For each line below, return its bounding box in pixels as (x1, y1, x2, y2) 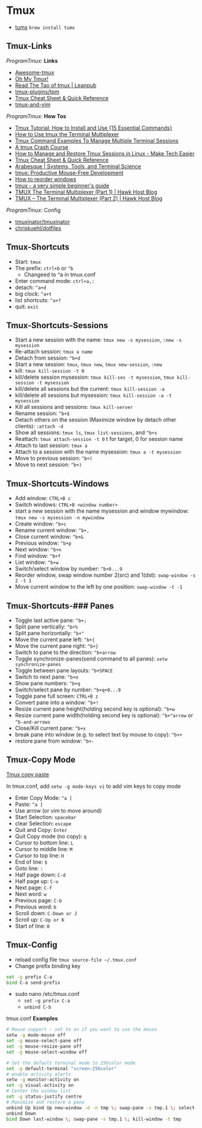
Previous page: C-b (14, 896, 62, 904)
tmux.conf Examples (6, 1015, 58, 1022)
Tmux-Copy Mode (6, 755, 76, 765)
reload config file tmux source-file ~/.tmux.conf (14, 955, 137, 963)
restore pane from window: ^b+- (14, 737, 95, 744)
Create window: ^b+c (14, 520, 67, 528)
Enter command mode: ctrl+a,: (14, 277, 95, 284)
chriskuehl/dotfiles (14, 224, 61, 232)
